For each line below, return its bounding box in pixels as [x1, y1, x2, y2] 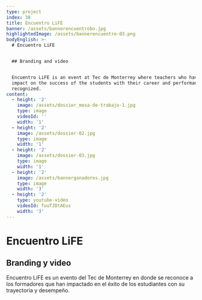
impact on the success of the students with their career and [11, 80, 171, 86]
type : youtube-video [17, 197, 69, 203]
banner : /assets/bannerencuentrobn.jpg [6, 25, 106, 32]
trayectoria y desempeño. [6, 286, 70, 294]
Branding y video [6, 258, 72, 268]
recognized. [11, 85, 42, 92]
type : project [6, 8, 42, 15]
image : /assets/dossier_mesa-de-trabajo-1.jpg [17, 103, 136, 109]
